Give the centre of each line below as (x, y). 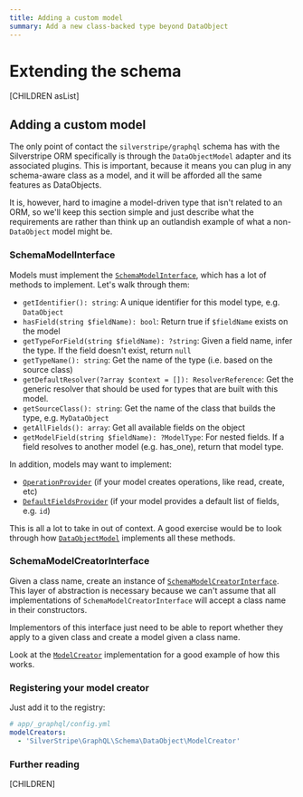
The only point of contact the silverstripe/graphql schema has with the (145, 147)
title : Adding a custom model (66, 18)
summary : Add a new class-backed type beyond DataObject (119, 26)
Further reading (44, 764)
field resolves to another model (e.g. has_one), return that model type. (153, 446)
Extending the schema (95, 71)
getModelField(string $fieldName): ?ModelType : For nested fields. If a (153, 437)
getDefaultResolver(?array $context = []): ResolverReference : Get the (158, 379)
